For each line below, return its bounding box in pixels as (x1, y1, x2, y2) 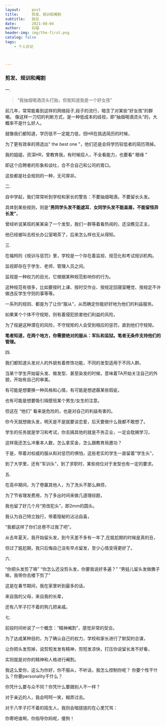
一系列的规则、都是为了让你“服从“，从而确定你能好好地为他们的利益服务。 (5, 301, 157, 307)
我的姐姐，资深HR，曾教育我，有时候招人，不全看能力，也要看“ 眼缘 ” (5, 152, 147, 158)
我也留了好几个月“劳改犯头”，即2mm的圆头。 (5, 503, 97, 508)
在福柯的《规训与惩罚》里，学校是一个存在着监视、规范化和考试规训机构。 (5, 252, 157, 258)
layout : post (5, 7, 41, 12)
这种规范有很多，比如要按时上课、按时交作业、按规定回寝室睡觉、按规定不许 (5, 284, 161, 290)
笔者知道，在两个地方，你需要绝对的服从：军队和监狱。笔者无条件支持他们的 (5, 333, 161, 338)
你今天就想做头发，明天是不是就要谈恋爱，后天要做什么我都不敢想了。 (5, 418, 148, 424)
